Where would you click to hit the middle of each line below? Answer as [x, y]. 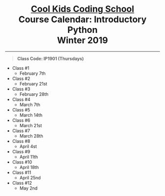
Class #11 [22, 172]
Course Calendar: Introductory [82, 19]
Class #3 [21, 89]
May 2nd [28, 188]
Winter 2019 [82, 41]
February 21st [33, 84]
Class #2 [21, 78]
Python [82, 30]
